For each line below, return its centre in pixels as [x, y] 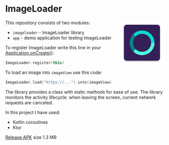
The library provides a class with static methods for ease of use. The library [84, 92]
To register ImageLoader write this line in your [53, 47]
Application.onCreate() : [30, 53]
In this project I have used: [33, 112]
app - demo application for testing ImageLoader [62, 38]
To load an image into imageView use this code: [54, 72]
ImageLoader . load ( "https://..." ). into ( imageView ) [59, 82]
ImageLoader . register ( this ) [35, 63]
